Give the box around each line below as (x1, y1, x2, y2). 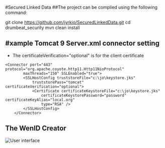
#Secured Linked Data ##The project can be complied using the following (5, 5, 158, 10)
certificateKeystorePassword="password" (41, 93, 127, 98)
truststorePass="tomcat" (32, 80, 84, 85)
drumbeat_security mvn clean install (5, 25, 80, 31)
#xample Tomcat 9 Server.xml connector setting (5, 39, 159, 48)
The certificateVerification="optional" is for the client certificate (12, 52, 144, 58)
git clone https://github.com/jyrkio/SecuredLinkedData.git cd (5, 20, 131, 25)
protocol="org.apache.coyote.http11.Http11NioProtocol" (5, 66, 124, 72)
